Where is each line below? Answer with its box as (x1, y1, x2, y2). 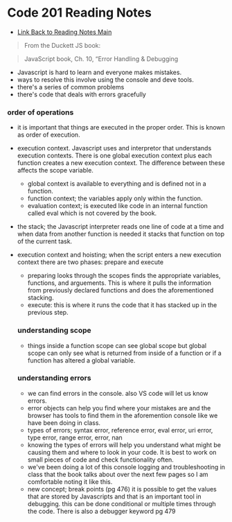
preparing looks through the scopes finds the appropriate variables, (27, 272, 221, 280)
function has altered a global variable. (27, 356, 136, 365)
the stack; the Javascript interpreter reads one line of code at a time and (17, 223, 224, 231)
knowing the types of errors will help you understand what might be (27, 440, 222, 449)
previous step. (27, 308, 69, 317)
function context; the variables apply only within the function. (27, 194, 203, 202)
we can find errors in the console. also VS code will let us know (27, 389, 209, 397)
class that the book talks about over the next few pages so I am (27, 470, 209, 478)
